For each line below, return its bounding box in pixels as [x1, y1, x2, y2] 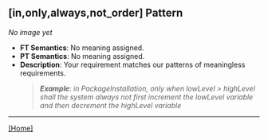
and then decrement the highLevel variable [39, 100, 182, 110]
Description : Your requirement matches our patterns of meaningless [19, 60, 246, 69]
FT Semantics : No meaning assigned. [19, 43, 145, 52]
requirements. [19, 68, 66, 78]
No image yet [8, 27, 53, 37]
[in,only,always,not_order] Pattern [8, 6, 183, 20]
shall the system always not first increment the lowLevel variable [39, 91, 254, 102]
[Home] [8, 123, 33, 133]
